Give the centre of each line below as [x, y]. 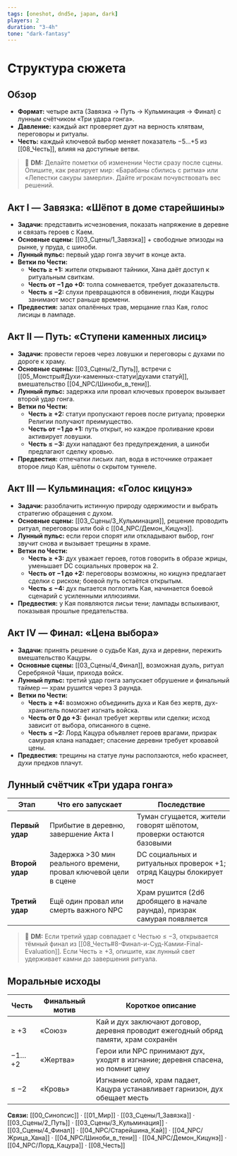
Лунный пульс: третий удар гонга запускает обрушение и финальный [123, 680]
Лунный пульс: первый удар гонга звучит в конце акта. [102, 254]
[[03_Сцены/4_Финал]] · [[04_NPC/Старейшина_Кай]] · [89, 1131]
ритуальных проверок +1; [181, 863]
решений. [39, 185]
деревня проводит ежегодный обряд [159, 1031]
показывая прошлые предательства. [73, 611]
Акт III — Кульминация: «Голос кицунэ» [100, 489]
